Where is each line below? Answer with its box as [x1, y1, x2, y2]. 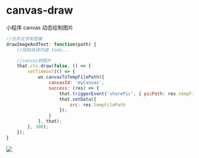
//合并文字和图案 [6, 36, 43, 42]
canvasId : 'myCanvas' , [48, 80, 105, 86]
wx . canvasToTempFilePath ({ [37, 74, 105, 80]
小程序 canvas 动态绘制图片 [6, 24, 73, 31]
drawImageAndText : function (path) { [6, 41, 97, 48]
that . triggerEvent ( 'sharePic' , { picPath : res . [59, 90, 179, 97]
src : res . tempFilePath [69, 102, 126, 108]
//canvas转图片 [17, 58, 52, 64]
